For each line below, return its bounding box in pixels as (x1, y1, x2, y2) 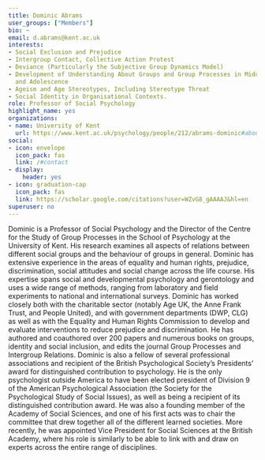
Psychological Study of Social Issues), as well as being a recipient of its (8, 392, 241, 402)
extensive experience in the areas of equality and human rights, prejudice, (8, 258, 250, 267)
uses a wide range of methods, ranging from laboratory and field (8, 283, 218, 292)
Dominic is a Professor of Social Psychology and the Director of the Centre (8, 224, 251, 234)
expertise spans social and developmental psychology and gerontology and (8, 274, 255, 285)
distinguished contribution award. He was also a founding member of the (8, 401, 245, 410)
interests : (8, 41, 44, 49)
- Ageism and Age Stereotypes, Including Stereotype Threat (8, 85, 211, 93)
